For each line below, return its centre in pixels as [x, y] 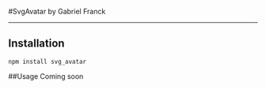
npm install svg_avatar [47, 61]
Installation [36, 44]
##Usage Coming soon [46, 76]
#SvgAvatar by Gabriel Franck [57, 11]
